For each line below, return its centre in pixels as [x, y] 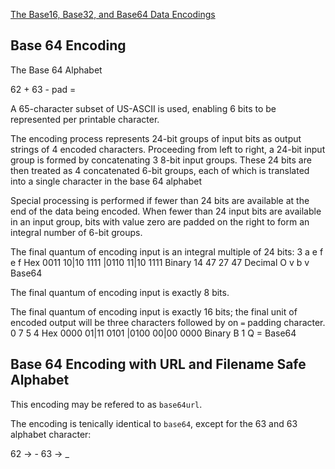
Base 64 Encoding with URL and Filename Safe [158, 364]
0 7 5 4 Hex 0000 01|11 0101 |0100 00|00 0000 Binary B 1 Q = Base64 [153, 333]
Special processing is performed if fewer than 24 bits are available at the [160, 200]
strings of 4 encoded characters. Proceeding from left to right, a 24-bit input [168, 149]
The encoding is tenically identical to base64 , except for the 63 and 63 [154, 423]
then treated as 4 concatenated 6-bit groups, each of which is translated [160, 170]
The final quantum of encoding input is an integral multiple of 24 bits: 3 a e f [167, 251]
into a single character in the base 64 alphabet [106, 181]
